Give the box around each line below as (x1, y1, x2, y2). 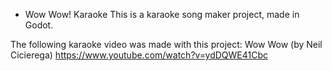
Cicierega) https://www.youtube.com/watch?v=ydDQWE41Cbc (10, 49, 269, 61)
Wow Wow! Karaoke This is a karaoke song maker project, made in (24, 9, 300, 20)
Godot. (24, 19, 54, 31)
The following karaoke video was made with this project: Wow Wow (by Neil (10, 39, 323, 50)
